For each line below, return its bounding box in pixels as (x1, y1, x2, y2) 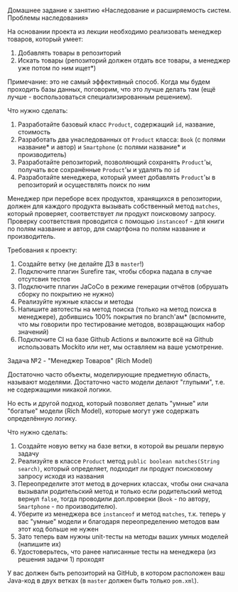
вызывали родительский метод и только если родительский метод (17, 487, 222, 495)
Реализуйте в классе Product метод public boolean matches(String (17, 457, 220, 465)
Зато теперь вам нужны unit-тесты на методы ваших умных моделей (17, 532, 229, 541)
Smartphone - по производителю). (17, 502, 118, 510)
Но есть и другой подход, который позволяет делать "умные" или (7, 399, 208, 407)
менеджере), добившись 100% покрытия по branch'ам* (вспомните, (17, 313, 227, 321)
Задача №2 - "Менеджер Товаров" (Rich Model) (7, 357, 153, 365)
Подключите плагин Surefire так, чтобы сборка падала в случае (17, 267, 212, 276)
